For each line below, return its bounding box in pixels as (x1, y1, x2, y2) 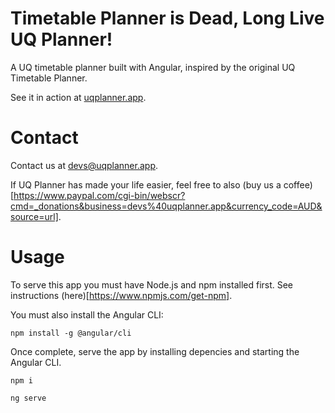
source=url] (10, 210, 59, 222)
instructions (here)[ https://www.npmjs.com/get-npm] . (10, 289, 233, 301)
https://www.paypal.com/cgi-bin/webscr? (13, 189, 186, 201)
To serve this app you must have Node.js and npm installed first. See (10, 278, 294, 291)
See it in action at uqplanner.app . (10, 91, 147, 103)
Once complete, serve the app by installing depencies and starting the (10, 345, 300, 357)
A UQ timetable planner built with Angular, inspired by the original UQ (10, 61, 296, 73)
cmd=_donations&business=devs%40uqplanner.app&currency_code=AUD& (10, 200, 323, 212)
